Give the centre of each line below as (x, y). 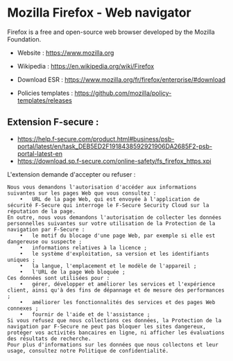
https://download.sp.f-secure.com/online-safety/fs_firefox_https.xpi (114, 161)
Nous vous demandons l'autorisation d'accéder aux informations (102, 187)
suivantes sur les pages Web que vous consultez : (82, 193)
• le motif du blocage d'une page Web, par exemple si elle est (118, 236)
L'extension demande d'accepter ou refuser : (71, 174)
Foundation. (24, 39)
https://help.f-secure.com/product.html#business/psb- (96, 139)
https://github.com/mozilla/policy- (123, 93)
